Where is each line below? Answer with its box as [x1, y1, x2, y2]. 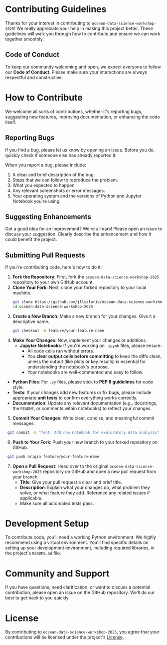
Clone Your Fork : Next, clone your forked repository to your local [12, 284, 147, 290]
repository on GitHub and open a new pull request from [42, 468, 157, 474]
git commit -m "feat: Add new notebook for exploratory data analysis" [7, 430, 160, 435]
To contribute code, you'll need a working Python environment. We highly [5, 534, 156, 540]
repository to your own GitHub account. [12, 279, 94, 285]
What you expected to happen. [12, 182, 76, 188]
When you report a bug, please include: [5, 161, 86, 168]
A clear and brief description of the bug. [12, 171, 95, 177]
